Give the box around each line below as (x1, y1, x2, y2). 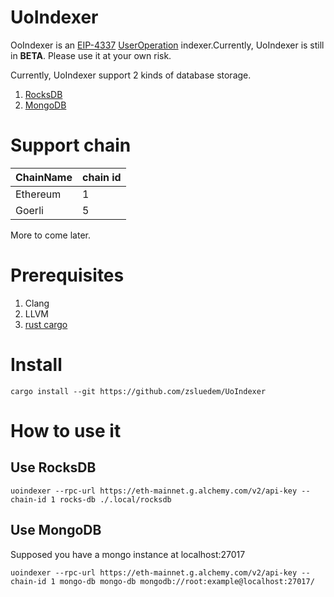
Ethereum (15, 187, 62, 201)
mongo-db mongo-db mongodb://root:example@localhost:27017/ (59, 576, 315, 586)
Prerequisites (10, 264, 125, 287)
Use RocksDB (10, 459, 97, 476)
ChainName (15, 170, 73, 184)
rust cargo (24, 318, 68, 330)
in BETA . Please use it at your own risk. (10, 49, 172, 61)
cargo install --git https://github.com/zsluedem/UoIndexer (10, 386, 267, 396)
